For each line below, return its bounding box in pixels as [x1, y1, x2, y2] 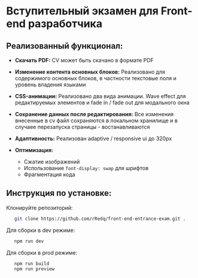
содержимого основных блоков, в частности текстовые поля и [14, 75, 176, 81]
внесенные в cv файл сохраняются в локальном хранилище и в [14, 117, 178, 124]
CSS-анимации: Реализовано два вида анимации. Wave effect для [14, 93, 187, 99]
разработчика [28, 17, 103, 31]
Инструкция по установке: [6, 188, 112, 198]
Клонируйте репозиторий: [6, 204, 73, 211]
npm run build [14, 261, 50, 267]
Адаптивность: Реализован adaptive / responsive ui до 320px [14, 135, 172, 142]
